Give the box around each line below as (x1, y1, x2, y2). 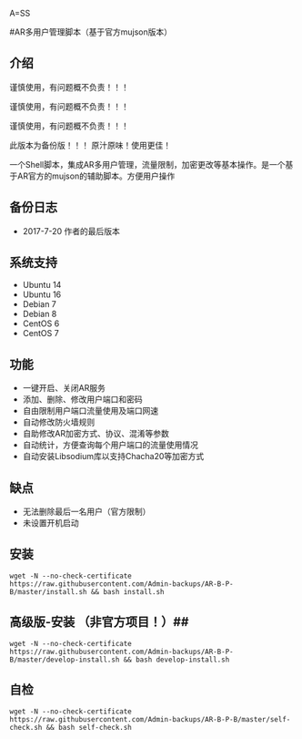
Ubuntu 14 (22, 280, 62, 291)
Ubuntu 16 (22, 289, 62, 300)
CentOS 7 (22, 328, 59, 339)
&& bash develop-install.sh (123, 655, 230, 664)
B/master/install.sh (9, 587, 88, 596)
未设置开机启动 (22, 518, 79, 529)
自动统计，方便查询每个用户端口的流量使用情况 (22, 439, 198, 450)
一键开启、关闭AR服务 (22, 383, 106, 394)
